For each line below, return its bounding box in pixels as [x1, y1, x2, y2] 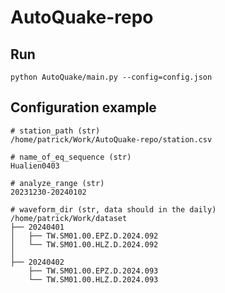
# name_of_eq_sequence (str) [10, 152, 132, 162]
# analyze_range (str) [10, 178, 105, 188]
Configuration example [10, 99, 157, 116]
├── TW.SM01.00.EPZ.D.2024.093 [28, 266, 159, 276]
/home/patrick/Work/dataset [10, 213, 128, 223]
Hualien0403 [10, 161, 60, 171]
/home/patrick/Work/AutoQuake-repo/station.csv [10, 134, 213, 145]
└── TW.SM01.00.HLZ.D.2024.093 [28, 274, 159, 285]
